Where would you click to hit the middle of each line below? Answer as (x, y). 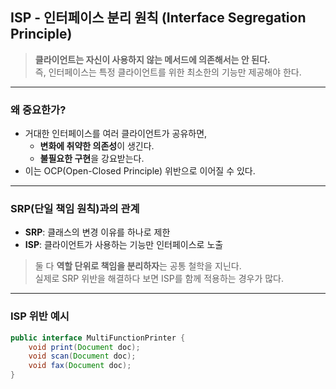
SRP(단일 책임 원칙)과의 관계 (75, 209)
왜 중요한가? (38, 110)
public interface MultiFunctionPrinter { (98, 338)
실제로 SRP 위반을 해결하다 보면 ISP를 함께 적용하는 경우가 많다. (159, 279)
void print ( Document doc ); (84, 347)
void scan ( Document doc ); (82, 356)
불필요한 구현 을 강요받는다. (92, 159)
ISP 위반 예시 (40, 316)
